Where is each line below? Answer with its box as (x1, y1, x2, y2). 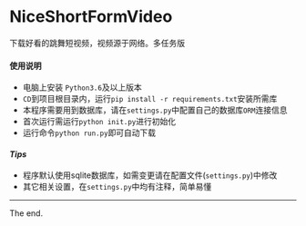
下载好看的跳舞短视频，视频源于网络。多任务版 (9, 37, 185, 48)
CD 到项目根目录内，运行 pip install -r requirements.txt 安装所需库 (22, 93, 278, 104)
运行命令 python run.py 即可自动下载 (22, 127, 157, 138)
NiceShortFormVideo (9, 6, 173, 27)
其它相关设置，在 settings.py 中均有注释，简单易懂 (22, 182, 212, 192)
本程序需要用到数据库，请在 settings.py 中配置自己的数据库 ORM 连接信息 (22, 104, 289, 115)
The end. (9, 208, 44, 219)
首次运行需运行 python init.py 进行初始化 (22, 116, 177, 127)
